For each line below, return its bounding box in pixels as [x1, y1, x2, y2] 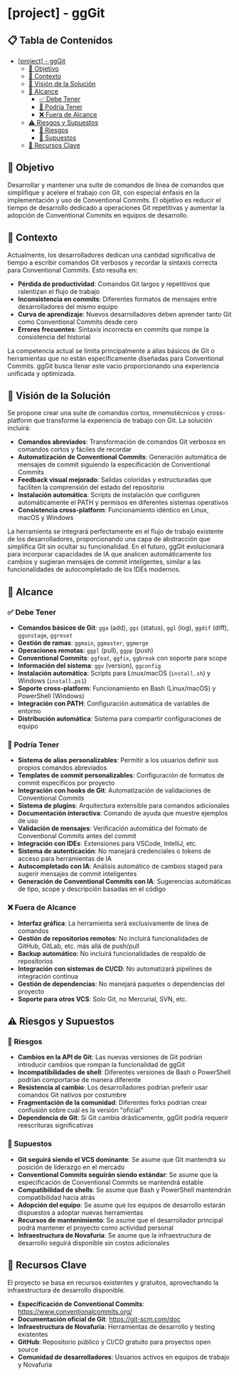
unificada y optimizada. [7, 369, 76, 377]
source [17, 1345, 39, 1353]
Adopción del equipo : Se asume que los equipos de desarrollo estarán [17, 1201, 226, 1209]
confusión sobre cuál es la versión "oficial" [17, 1106, 144, 1114]
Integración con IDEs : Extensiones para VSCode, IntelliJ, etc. [17, 840, 198, 848]
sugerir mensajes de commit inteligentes [17, 870, 137, 878]
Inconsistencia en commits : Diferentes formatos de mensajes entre [17, 295, 217, 303]
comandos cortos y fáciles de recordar [17, 445, 132, 454]
